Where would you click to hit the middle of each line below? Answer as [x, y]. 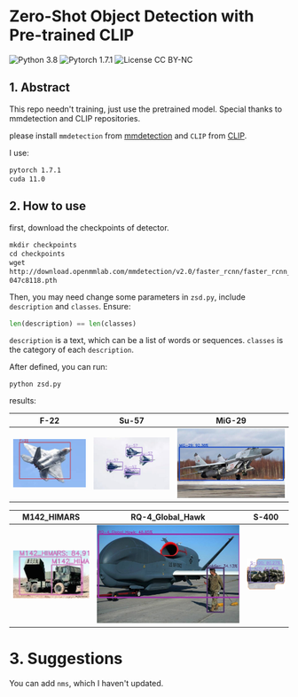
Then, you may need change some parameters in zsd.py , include [127, 297]
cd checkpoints [37, 254]
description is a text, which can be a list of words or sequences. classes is [146, 341]
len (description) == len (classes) [73, 324]
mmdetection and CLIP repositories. [75, 118]
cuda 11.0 [27, 179]
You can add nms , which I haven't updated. [86, 683]
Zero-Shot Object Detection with [132, 16]
